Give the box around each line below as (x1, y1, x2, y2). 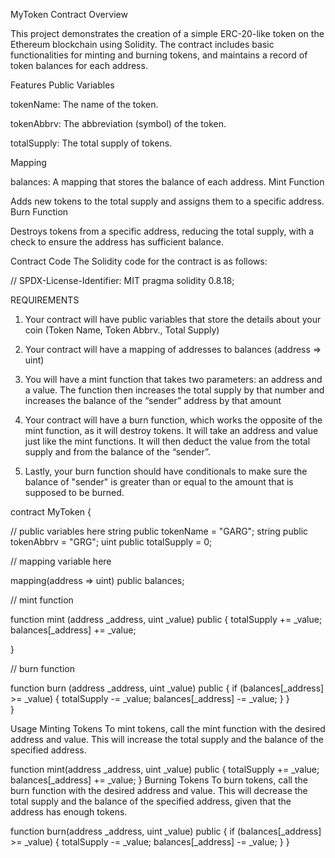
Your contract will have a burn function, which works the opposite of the (24, 414, 323, 426)
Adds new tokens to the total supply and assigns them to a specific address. (10, 195, 325, 207)
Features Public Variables (10, 79, 115, 91)
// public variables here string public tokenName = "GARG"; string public (10, 525, 309, 537)
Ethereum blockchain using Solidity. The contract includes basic (10, 39, 275, 50)
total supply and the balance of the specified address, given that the (10, 795, 292, 807)
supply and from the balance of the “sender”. (24, 446, 211, 458)
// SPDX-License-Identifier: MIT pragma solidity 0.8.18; (10, 275, 235, 286)
